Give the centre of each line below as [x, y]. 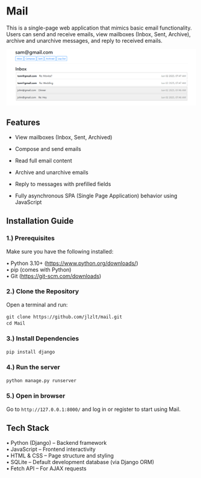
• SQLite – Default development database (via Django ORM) [80, 462]
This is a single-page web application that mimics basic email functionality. [99, 28]
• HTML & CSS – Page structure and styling [60, 455]
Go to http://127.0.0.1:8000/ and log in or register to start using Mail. [94, 409]
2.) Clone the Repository [43, 292]
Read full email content [43, 161]
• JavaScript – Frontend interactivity [51, 449]
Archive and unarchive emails [51, 172]
